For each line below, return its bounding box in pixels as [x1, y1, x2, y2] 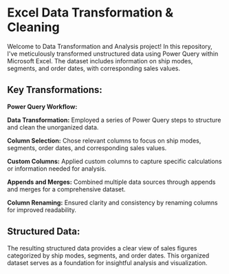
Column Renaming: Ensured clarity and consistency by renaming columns [7, 198, 218, 207]
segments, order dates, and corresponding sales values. [7, 143, 167, 152]
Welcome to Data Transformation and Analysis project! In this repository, [7, 42, 213, 50]
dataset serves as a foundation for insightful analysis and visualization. [7, 258, 208, 266]
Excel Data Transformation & [7, 5, 174, 21]
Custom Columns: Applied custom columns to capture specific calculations [7, 157, 222, 165]
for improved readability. [7, 205, 77, 214]
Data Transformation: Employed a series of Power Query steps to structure [7, 116, 221, 124]
